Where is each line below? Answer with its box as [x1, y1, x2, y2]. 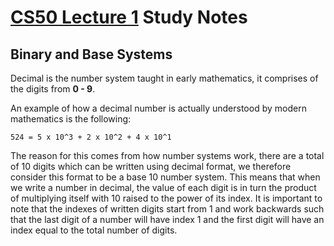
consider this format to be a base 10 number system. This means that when [10, 171, 321, 183]
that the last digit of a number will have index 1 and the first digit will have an [10, 214, 325, 225]
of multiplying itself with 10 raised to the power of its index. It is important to [10, 192, 323, 204]
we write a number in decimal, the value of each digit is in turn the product [10, 182, 317, 193]
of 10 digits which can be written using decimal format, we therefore [10, 161, 292, 172]
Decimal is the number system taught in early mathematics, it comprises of [10, 72, 319, 84]
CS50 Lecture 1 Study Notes [10, 6, 248, 29]
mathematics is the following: [10, 113, 132, 125]
